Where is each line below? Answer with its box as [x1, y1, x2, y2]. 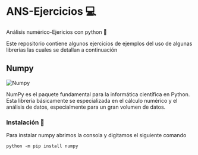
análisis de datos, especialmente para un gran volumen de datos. [6, 103, 166, 110]
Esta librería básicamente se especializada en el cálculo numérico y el [6, 97, 178, 104]
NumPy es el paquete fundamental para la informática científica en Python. [6, 90, 190, 98]
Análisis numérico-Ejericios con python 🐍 [6, 28, 107, 36]
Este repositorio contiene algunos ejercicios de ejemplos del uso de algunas [6, 40, 193, 47]
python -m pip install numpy [6, 143, 78, 149]
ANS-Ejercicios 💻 [6, 5, 97, 18]
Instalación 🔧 [6, 118, 45, 126]
